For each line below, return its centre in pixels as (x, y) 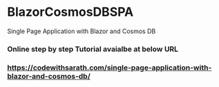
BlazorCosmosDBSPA (70, 12)
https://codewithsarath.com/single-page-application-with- (109, 68)
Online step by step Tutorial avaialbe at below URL (93, 49)
